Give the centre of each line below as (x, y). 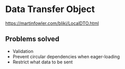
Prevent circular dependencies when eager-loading (66, 56)
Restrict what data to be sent (43, 62)
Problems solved (32, 39)
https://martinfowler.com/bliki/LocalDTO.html (52, 23)
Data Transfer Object (50, 9)
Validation (23, 51)
